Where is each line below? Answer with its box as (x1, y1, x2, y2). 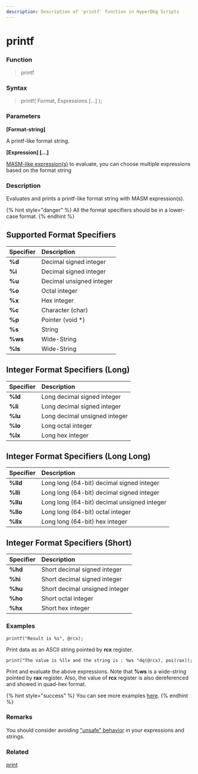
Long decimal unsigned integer (41, 411, 128, 420)
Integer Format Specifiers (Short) (6, 537, 132, 548)
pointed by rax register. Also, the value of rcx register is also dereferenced (6, 674, 189, 681)
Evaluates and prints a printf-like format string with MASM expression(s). (6, 195, 184, 202)
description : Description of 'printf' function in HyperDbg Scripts (6, 8, 180, 15)
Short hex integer (41, 604, 90, 612)
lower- (169, 206, 186, 213)
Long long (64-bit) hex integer (41, 518, 128, 526)
